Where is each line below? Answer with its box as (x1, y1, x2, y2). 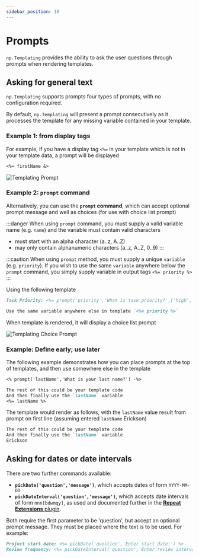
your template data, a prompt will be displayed (6, 152, 120, 159)
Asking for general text (6, 77, 93, 87)
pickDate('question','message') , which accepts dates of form (14, 481, 168, 488)
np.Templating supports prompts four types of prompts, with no (6, 93, 161, 100)
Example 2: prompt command (6, 189, 90, 197)
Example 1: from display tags (6, 132, 91, 140)
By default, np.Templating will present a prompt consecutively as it (6, 111, 169, 118)
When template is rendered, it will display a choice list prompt (6, 318, 156, 326)
